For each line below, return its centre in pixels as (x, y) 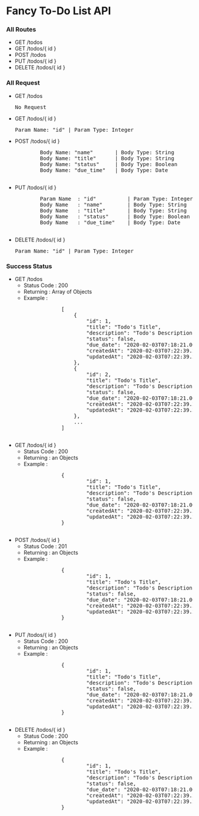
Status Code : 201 (45, 546)
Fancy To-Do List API (59, 11)
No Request (31, 107)
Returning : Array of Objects (58, 292)
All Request (23, 83)
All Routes (21, 30)
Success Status (29, 266)
